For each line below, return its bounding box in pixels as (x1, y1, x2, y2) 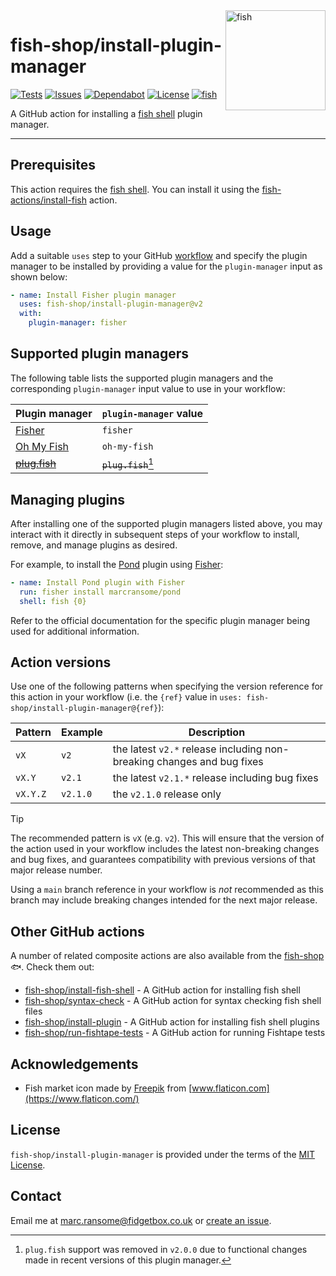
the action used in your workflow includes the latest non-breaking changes (10, 843, 320, 855)
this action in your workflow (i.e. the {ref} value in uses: (10, 691, 243, 703)
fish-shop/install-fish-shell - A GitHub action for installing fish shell (24, 984, 301, 996)
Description (188, 725, 246, 739)
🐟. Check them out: (10, 961, 95, 973)
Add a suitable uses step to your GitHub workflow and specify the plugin (10, 249, 308, 261)
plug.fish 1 (101, 455, 154, 471)
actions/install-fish (10, 194, 87, 206)
